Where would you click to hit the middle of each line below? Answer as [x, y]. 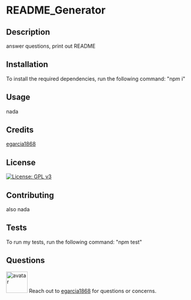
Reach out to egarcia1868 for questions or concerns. [93, 291]
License [21, 162]
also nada [18, 209]
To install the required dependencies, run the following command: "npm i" [96, 79]
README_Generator [56, 10]
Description [28, 32]
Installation [27, 64]
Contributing [30, 195]
